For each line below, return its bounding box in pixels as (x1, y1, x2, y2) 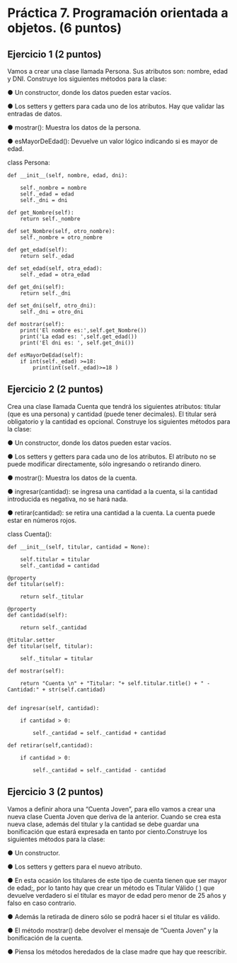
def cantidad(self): (7, 612, 69, 619)
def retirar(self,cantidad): (7, 742, 93, 749)
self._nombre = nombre (20, 184, 87, 191)
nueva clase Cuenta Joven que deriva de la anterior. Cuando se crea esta (7, 812, 221, 821)
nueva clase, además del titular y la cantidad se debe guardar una (7, 820, 200, 828)
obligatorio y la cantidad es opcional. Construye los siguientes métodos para (7, 417, 231, 426)
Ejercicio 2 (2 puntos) (7, 383, 104, 395)
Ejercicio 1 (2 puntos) (7, 48, 102, 60)
